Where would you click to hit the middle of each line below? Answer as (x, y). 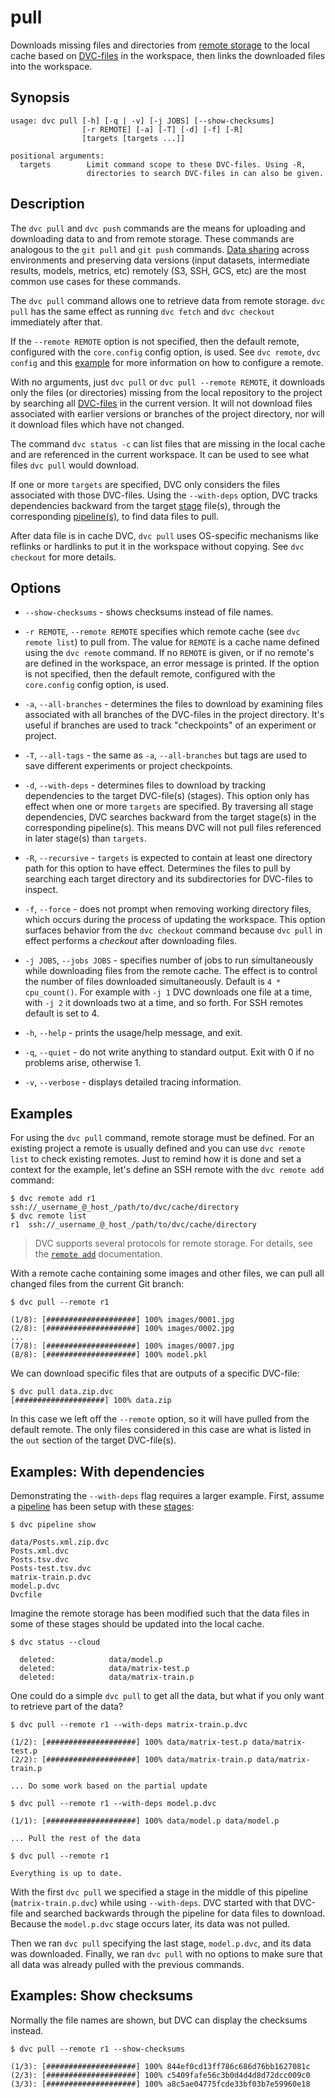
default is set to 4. (62, 1013)
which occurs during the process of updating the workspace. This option (175, 920)
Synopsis (40, 97)
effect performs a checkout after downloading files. (131, 941)
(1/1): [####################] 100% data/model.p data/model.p (145, 1821)
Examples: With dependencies (107, 1471)
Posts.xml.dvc (40, 1551)
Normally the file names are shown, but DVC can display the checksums (159, 2020)
